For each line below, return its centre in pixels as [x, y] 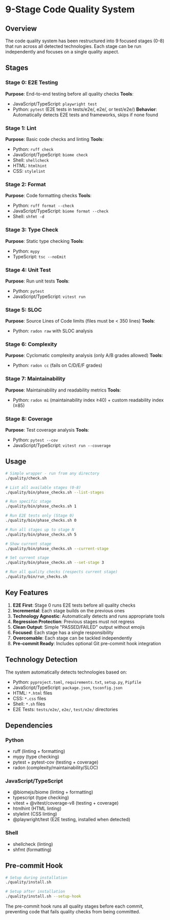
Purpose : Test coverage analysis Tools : [47, 430]
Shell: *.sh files [29, 704]
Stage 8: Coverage [29, 419]
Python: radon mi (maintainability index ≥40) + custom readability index [88, 400]
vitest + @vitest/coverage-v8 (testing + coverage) [66, 803]
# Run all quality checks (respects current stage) [61, 572]
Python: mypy [26, 251]
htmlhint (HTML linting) [37, 808]
